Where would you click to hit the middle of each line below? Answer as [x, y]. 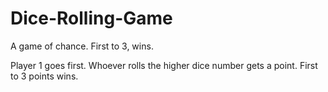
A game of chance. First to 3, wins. [82, 46]
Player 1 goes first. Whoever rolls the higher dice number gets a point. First [164, 65]
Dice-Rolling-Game [91, 18]
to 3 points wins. [44, 76]
